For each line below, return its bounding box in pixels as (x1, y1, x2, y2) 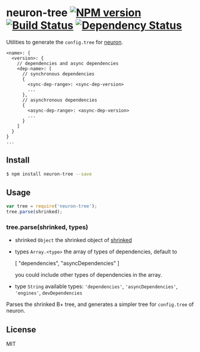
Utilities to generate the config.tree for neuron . (6, 38, 124, 45)
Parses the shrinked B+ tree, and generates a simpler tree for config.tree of (6, 301, 194, 308)
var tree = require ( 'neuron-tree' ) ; (6, 203, 97, 209)
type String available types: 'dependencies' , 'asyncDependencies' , (14, 283, 178, 290)
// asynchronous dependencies (21, 97, 97, 103)
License (6, 325, 36, 335)
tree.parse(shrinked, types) (6, 223, 88, 231)
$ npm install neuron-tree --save (6, 171, 93, 177)
